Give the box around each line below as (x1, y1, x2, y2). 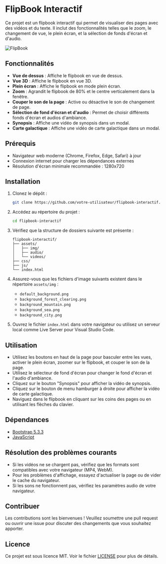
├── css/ (12, 259, 31, 264)
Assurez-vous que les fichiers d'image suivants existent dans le (12, 276, 142, 282)
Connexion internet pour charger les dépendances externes (12, 158, 134, 164)
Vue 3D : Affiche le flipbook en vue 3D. (12, 78, 92, 84)
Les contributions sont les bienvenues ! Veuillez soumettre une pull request (5, 515, 158, 521)
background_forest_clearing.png (19, 297, 86, 302)
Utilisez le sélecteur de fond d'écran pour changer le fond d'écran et (12, 370, 152, 376)
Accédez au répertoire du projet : (12, 209, 80, 215)
